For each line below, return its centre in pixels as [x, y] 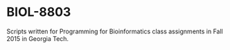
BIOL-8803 [39, 12]
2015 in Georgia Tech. [38, 38]
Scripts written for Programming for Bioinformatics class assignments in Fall [115, 31]
